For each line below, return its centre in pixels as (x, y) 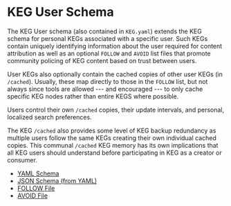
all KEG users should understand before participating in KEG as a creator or (115, 153)
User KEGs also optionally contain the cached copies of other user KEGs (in (115, 74)
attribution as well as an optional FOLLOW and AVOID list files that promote (109, 53)
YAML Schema (38, 173)
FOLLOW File (36, 188)
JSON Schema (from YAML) (57, 180)
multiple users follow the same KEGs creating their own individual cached (112, 138)
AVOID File (33, 196)
